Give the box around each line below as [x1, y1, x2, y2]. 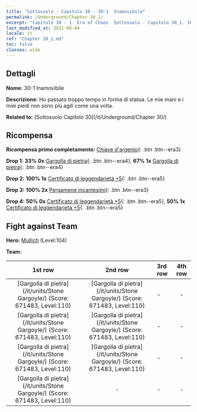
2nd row [105, 266, 129, 274]
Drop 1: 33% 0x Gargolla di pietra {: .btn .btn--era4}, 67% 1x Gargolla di [6, 157, 179, 165]
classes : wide [6, 47, 41, 53]
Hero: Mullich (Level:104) [6, 237, 67, 244]
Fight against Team [6, 221, 78, 231]
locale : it [6, 31, 33, 36]
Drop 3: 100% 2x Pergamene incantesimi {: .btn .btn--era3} [6, 187, 150, 194]
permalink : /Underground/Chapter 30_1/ [6, 14, 104, 20]
